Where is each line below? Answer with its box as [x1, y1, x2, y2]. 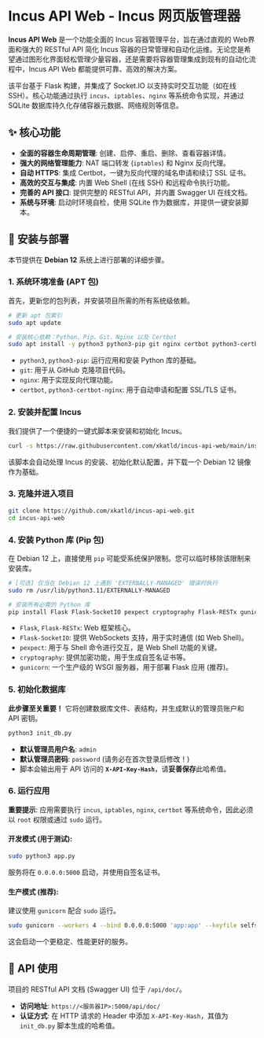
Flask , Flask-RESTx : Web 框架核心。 [19, 623, 136, 633]
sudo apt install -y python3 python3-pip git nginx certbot [8, 340, 210, 349]
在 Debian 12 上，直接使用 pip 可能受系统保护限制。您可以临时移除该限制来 [8, 553, 251, 563]
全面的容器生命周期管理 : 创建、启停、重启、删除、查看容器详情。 [19, 148, 230, 157]
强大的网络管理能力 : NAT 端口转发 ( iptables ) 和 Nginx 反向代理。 [19, 158, 230, 168]
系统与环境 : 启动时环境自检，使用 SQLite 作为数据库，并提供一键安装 [19, 198, 242, 207]
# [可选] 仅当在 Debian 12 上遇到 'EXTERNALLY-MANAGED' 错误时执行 [8, 579, 218, 587]
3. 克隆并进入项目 [8, 489, 75, 500]
